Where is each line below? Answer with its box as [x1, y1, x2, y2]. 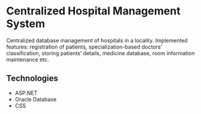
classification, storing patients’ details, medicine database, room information [6, 49, 195, 56]
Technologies [6, 73, 59, 83]
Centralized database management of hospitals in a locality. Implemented [6, 37, 188, 44]
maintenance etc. [6, 56, 49, 63]
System [6, 17, 46, 31]
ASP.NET [14, 89, 38, 97]
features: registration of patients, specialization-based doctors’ [6, 43, 163, 50]
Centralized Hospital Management [6, 4, 181, 18]
